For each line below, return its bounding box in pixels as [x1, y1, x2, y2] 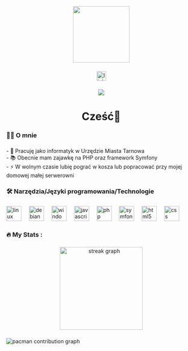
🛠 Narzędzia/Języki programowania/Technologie [6, 187, 155, 195]
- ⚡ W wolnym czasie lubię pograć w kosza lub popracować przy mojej [6, 163, 183, 170]
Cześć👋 [81, 110, 121, 123]
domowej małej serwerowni [6, 172, 74, 179]
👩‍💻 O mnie [6, 131, 37, 139]
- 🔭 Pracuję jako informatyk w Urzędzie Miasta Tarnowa [6, 147, 145, 154]
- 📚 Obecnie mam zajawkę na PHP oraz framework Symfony [6, 154, 158, 161]
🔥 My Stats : [6, 230, 43, 238]
